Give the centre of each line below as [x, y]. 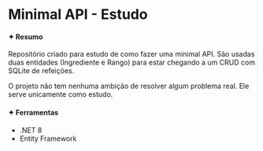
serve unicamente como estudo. [61, 94]
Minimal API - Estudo [78, 15]
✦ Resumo [26, 36]
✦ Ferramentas [33, 112]
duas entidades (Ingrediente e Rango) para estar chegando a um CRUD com [132, 63]
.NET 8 [31, 130]
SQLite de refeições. [41, 71]
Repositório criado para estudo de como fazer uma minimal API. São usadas [131, 54]
